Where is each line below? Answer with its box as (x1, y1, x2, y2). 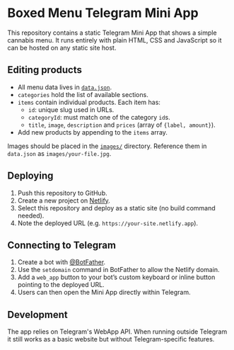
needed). (17, 211, 45, 220)
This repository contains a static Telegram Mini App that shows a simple (7, 28, 217, 37)
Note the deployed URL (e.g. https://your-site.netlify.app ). (17, 218, 199, 227)
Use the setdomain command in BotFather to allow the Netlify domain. (17, 266, 221, 274)
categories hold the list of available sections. (17, 90, 148, 98)
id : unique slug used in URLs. (28, 105, 115, 114)
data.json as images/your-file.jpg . (7, 149, 112, 157)
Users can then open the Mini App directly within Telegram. (17, 288, 191, 297)
